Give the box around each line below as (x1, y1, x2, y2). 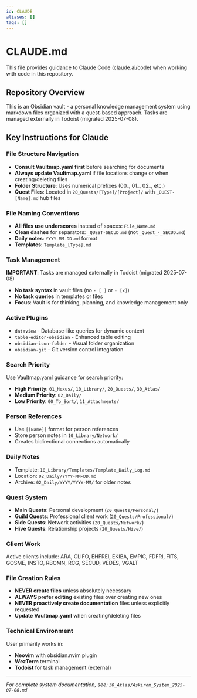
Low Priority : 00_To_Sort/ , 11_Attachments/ (14, 398, 120, 405)
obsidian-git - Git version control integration (14, 345, 124, 353)
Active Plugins (6, 314, 49, 322)
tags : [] (6, 19, 28, 25)
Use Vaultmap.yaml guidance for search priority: (6, 374, 123, 381)
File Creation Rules (6, 574, 61, 582)
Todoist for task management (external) (14, 664, 111, 671)
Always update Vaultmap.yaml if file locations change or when (14, 170, 169, 177)
